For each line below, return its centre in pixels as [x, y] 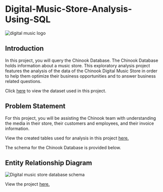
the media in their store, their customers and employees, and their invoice [80, 123]
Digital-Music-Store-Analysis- [69, 9]
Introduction [25, 48]
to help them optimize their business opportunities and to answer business [81, 76]
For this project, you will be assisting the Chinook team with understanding [81, 118]
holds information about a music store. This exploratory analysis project [78, 65]
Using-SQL [28, 19]
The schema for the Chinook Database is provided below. [63, 147]
